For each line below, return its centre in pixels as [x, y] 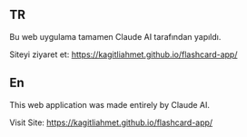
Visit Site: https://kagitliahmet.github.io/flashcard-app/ [111, 122]
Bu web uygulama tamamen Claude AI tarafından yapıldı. [115, 36]
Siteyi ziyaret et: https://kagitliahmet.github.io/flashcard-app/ [123, 54]
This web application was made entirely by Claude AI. [110, 104]
